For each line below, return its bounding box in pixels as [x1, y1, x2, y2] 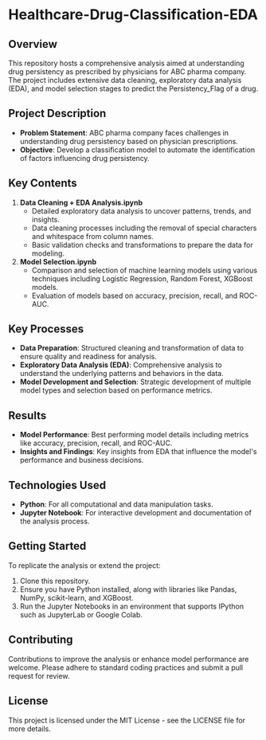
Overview [8, 37, 58, 51]
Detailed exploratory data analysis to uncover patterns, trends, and [31, 206, 252, 216]
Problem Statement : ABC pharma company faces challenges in [19, 127, 229, 137]
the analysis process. [19, 516, 90, 527]
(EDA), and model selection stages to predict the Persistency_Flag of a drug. [8, 84, 259, 93]
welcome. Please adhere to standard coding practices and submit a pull [8, 663, 244, 672]
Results [8, 409, 47, 422]
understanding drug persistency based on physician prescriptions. [19, 136, 239, 146]
